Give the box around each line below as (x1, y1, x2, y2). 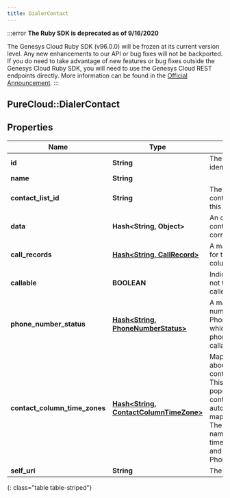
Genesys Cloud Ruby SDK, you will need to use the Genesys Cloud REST (7, 64, 212, 72)
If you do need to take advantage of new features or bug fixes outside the (7, 56, 215, 65)
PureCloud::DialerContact (7, 99, 120, 110)
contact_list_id (10, 193, 60, 202)
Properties (7, 121, 53, 134)
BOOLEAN (112, 278, 146, 287)
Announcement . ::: (7, 78, 60, 86)
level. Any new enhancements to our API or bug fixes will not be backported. (7, 49, 223, 58)
